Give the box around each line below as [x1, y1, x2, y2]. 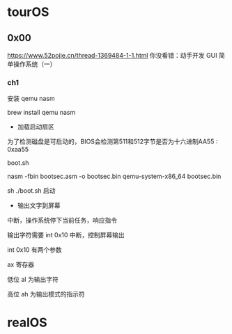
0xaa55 [7, 145, 29, 154]
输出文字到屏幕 [17, 201, 61, 209]
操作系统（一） [13, 60, 56, 68]
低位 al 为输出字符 [7, 276, 59, 284]
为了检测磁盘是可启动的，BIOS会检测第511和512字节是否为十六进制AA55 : [7, 137, 218, 146]
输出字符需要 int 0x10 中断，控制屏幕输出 [7, 231, 125, 239]
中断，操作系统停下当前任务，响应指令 [7, 216, 117, 225]
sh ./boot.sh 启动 [7, 186, 56, 195]
